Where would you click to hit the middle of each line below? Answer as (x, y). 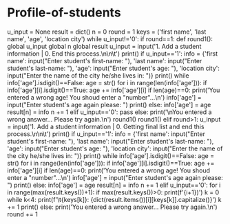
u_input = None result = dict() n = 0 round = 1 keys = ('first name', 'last (107, 32)
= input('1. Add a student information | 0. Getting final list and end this (106, 126)
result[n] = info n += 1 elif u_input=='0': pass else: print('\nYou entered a (109, 112)
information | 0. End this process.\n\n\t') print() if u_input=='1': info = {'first (113, 54)
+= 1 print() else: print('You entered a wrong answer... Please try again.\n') (113, 207)
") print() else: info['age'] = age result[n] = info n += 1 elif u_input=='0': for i (114, 185)
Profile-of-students (64, 13)
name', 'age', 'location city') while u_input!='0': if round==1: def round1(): (110, 38)
